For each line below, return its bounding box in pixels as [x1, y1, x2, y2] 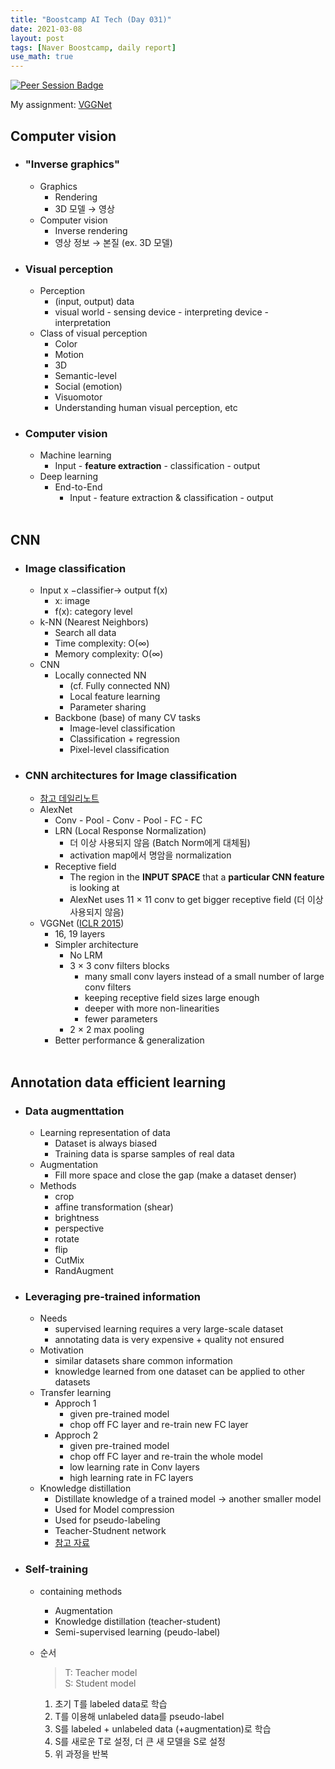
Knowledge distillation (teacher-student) [54, 1615, 222, 1627]
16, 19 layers [54, 928, 106, 940]
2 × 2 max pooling [69, 1024, 145, 1036]
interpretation [54, 317, 112, 329]
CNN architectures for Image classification [24, 769, 238, 783]
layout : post [10, 33, 65, 43]
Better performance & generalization [54, 1034, 205, 1046]
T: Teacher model [64, 1666, 138, 1678]
